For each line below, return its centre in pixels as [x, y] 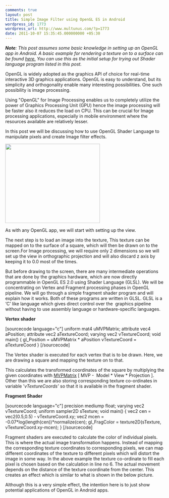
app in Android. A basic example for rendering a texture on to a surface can [84, 53]
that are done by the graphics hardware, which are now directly [71, 277]
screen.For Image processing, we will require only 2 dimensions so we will [82, 251]
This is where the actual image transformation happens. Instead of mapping [84, 442]
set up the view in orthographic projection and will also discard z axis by [80, 256]
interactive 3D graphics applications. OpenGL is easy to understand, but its [83, 79]
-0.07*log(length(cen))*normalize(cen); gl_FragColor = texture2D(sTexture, [83, 422]
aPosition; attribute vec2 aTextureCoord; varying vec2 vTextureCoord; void [83, 334]
